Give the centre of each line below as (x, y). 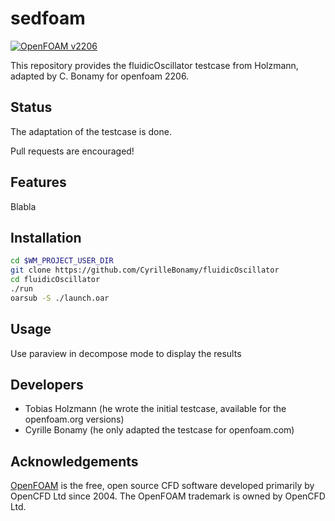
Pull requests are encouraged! (72, 151)
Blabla (23, 206)
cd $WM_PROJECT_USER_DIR (62, 261)
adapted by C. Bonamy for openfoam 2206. (100, 76)
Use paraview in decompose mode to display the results (126, 353)
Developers (47, 384)
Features (38, 182)
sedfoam (48, 18)
